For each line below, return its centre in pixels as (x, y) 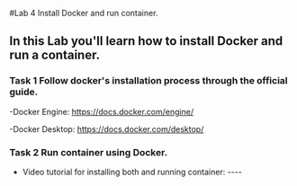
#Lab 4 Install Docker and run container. (84, 13)
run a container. (55, 55)
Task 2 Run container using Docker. (89, 152)
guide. (24, 92)
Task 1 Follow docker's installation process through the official (148, 81)
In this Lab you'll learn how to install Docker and (146, 41)
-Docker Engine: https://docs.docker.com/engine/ (102, 111)
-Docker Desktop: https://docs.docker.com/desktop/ (107, 128)
